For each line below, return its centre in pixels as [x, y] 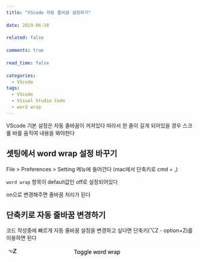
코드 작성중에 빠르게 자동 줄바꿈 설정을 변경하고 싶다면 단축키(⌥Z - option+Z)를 [99, 230]
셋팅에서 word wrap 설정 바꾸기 [62, 154]
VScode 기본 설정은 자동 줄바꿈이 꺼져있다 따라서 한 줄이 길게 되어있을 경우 [94, 125]
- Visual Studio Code [39, 101]
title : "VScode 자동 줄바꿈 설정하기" [49, 13]
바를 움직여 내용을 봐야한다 [44, 133]
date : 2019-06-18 [28, 25]
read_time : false [28, 63]
